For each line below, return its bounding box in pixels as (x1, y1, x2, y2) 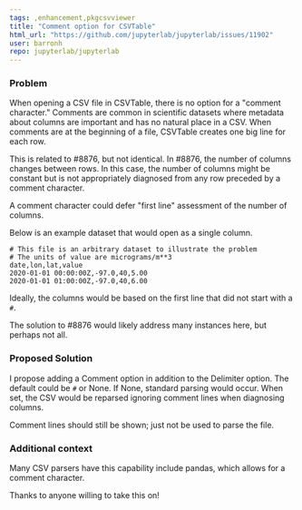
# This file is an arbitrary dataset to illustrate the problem (9, 245, 258, 254)
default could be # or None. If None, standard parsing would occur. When (9, 382, 284, 393)
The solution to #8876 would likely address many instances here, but (9, 319, 268, 331)
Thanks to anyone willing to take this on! (9, 490, 161, 501)
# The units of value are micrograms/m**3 (9, 253, 172, 262)
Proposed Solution (9, 352, 93, 365)
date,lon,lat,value (9, 260, 83, 270)
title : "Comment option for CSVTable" (9, 22, 156, 31)
